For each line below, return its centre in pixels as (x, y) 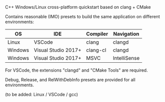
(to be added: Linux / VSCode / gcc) (42, 94)
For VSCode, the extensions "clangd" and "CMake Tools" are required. (77, 70)
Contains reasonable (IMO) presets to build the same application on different (82, 16)
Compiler (97, 34)
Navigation (126, 34)
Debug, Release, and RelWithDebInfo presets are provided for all (70, 80)
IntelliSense (126, 58)
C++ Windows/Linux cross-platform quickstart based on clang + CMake (78, 7)
